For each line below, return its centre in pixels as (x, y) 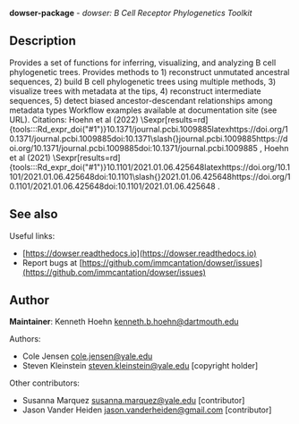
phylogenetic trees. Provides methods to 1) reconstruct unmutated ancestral (149, 72)
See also (34, 214)
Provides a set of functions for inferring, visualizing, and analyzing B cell (143, 63)
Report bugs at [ (52, 262)
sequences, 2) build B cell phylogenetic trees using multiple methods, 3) (143, 81)
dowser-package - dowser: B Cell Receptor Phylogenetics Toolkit (131, 13)
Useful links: (32, 235)
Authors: (25, 339)
